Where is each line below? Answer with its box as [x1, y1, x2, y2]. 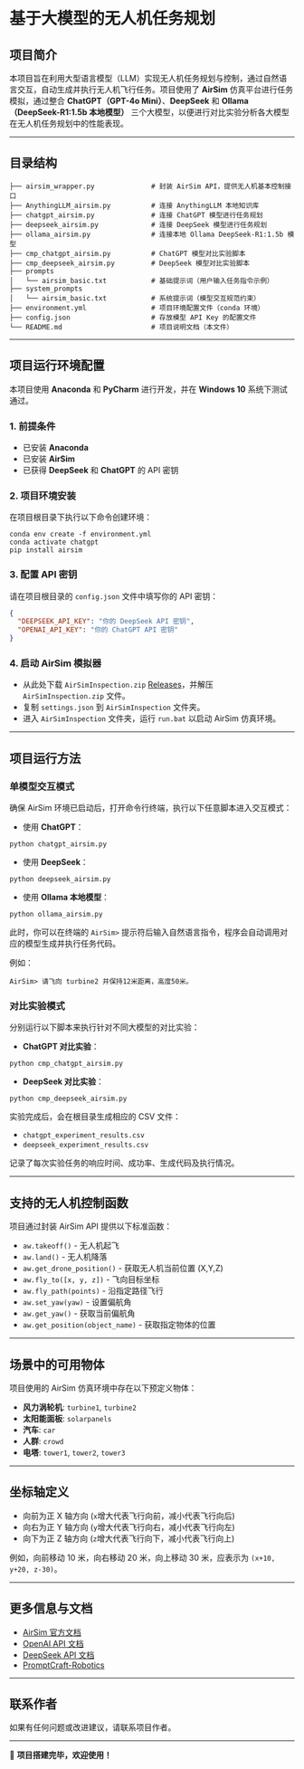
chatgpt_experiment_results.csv [22, 1131, 145, 1140]
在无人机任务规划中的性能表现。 [9, 119, 128, 128]
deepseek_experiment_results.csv [22, 1141, 149, 1150]
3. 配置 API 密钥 [9, 568, 78, 581]
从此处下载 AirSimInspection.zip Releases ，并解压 [22, 680, 214, 690]
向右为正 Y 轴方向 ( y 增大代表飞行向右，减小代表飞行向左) [22, 1521, 235, 1532]
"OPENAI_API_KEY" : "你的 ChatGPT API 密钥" [17, 625, 179, 634]
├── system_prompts [9, 284, 83, 293]
